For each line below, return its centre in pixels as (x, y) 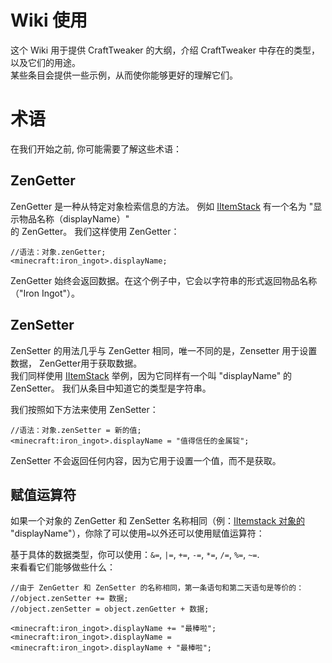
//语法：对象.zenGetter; (58, 252)
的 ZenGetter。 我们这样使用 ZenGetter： (95, 231)
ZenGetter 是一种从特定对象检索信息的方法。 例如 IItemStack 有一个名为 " (162, 206)
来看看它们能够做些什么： (63, 567)
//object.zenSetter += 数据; (69, 599)
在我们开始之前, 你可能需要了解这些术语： (96, 148)
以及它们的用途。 (45, 62)
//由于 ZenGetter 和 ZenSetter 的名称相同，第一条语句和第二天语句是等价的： (157, 588)
